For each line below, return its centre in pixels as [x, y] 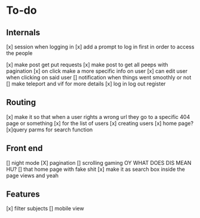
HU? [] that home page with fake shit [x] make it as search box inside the [96, 169]
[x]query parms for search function [50, 130]
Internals [23, 33]
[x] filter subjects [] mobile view [45, 208]
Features [23, 194]
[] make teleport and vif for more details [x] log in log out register [86, 84]
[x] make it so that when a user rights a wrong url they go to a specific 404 [98, 116]
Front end [24, 148]
